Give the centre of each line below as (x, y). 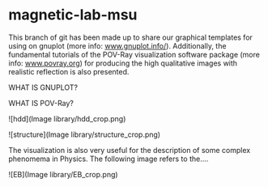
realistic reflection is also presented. (69, 71)
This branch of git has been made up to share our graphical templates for (131, 37)
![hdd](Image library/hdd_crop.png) (67, 118)
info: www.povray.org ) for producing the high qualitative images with (123, 63)
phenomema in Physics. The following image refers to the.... (108, 159)
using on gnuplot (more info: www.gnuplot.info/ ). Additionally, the (117, 45)
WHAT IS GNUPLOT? (43, 87)
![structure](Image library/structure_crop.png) (84, 134)
